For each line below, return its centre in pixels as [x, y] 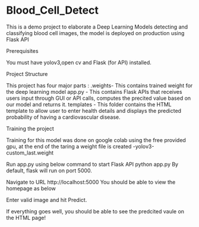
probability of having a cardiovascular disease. [63, 117]
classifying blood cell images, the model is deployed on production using [95, 33]
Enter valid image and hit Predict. [47, 200]
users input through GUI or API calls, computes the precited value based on [99, 98]
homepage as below [31, 188]
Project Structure [27, 74]
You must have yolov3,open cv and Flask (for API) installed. [79, 62]
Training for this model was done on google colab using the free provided [96, 140]
